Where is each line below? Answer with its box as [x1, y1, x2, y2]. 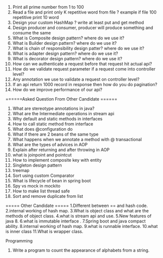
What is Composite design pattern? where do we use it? [12, 35, 125, 41]
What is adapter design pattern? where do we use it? [12, 51, 118, 56]
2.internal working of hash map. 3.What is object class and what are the [5, 208, 149, 213]
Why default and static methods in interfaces [12, 116, 103, 121]
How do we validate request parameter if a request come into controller [12, 66, 156, 72]
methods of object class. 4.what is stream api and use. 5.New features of [5, 213, 152, 219]
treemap [12, 168, 30, 173]
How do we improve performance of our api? [12, 87, 102, 92]
